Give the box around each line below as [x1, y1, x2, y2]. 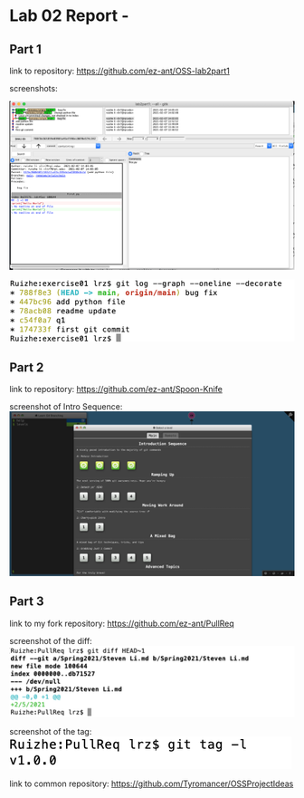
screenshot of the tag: [9, 726, 92, 736]
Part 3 [9, 594, 44, 610]
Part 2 [9, 360, 44, 375]
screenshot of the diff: [9, 635, 92, 646]
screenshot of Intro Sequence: [9, 401, 123, 412]
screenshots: [9, 83, 58, 93]
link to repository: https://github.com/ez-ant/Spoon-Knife [9, 384, 223, 395]
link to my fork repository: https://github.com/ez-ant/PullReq [9, 618, 235, 629]
